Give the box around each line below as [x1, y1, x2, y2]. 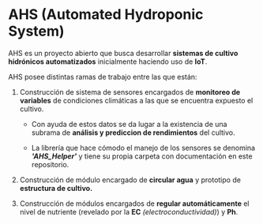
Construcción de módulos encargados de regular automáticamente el [19, 199, 250, 208]
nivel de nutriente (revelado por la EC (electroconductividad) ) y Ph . [19, 207, 239, 216]
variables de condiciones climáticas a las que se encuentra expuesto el [19, 95, 254, 105]
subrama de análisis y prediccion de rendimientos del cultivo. [31, 128, 235, 137]
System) [8, 22, 65, 40]
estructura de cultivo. [19, 183, 93, 192]
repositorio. [31, 159, 70, 169]
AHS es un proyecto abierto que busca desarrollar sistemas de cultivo [8, 48, 239, 58]
